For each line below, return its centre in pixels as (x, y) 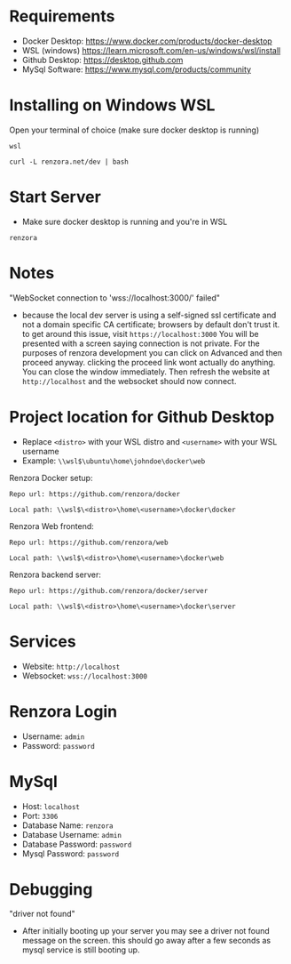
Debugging (51, 889)
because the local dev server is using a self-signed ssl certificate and (149, 315)
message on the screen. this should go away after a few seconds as (146, 941)
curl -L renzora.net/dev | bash (69, 162)
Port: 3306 (40, 815)
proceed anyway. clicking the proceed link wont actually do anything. (149, 362)
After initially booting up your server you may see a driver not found (146, 931)
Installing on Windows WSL (112, 105)
